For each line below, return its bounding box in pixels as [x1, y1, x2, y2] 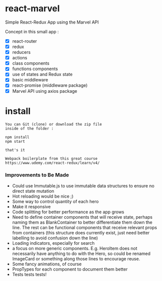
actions [12, 55, 27, 61]
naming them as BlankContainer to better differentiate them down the [12, 219, 153, 225]
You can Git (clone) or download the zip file [5, 122, 102, 127]
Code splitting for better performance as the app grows [12, 209, 124, 215]
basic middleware [12, 77, 48, 83]
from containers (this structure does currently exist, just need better [12, 230, 150, 235]
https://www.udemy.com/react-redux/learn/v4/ [5, 160, 100, 165]
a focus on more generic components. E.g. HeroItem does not [12, 245, 137, 251]
